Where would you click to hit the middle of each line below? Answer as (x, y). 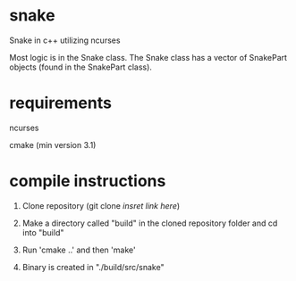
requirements (60, 103)
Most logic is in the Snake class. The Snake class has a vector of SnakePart (148, 57)
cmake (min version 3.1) (53, 145)
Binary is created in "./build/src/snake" (93, 267)
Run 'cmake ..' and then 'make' (79, 250)
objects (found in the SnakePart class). (80, 67)
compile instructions (88, 182)
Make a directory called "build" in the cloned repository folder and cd (150, 223)
